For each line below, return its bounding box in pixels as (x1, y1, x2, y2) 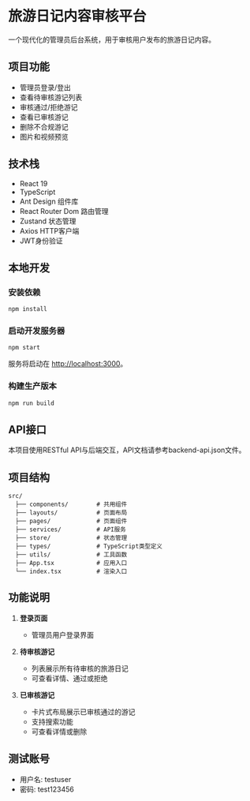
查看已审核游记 (19, 112, 69, 122)
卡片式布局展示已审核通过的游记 (31, 707, 136, 717)
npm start (8, 344, 41, 352)
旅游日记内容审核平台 (8, 7, 147, 25)
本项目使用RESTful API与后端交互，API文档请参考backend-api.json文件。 (8, 445, 246, 455)
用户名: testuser (19, 774, 72, 784)
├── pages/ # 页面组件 (15, 518, 128, 526)
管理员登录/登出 (19, 82, 71, 92)
